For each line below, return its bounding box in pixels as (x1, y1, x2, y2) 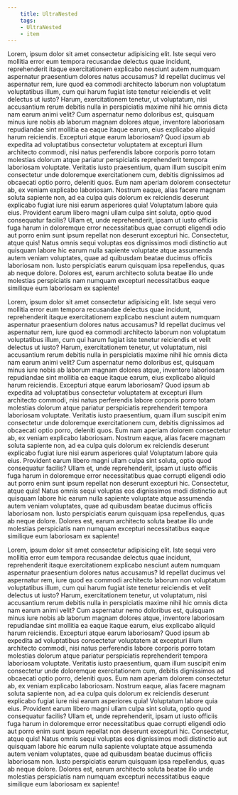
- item (20, 30, 40, 38)
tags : (20, 17, 37, 24)
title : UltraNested (20, 10, 78, 18)
